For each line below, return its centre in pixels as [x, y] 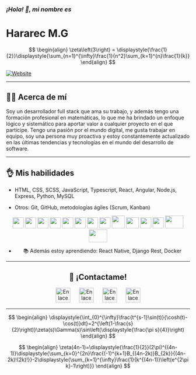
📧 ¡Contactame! [98, 277]
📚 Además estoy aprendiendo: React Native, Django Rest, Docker [102, 251]
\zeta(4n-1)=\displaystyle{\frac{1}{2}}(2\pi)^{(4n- [118, 348]
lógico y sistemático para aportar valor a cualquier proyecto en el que [90, 124]
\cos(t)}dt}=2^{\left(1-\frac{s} [98, 324]
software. [17, 148]
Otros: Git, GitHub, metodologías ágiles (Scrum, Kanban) [82, 207]
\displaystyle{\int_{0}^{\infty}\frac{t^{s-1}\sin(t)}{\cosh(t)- [118, 317]
